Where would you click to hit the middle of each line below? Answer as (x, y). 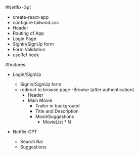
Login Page (24, 38)
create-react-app (31, 17)
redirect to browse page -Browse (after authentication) (77, 90)
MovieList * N (57, 122)
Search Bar (32, 142)
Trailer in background (57, 106)
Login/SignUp (27, 74)
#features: (16, 65)
